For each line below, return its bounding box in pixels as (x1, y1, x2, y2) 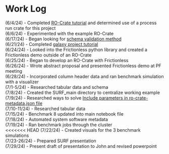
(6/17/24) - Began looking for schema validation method (5, 36, 122, 42)
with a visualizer (5, 79, 39, 85)
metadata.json (5, 100, 35, 106)
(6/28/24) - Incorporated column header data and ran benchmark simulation (5, 73, 164, 79)
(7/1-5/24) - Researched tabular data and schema (5, 84, 108, 90)
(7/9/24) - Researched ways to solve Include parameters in (5, 94, 128, 101)
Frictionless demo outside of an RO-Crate (5, 52, 92, 58)
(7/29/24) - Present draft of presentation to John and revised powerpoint (5, 143, 157, 149)
